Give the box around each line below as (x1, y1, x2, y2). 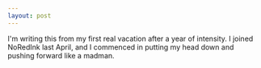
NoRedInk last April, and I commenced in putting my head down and (7, 42, 234, 52)
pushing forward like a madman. (7, 50, 115, 60)
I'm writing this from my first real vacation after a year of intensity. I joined (7, 34, 254, 43)
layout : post (7, 11, 52, 20)
